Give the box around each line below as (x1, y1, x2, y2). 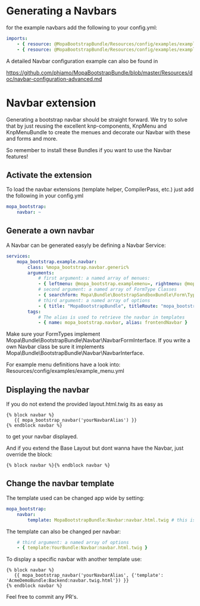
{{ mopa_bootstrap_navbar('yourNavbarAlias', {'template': (14, 573, 164, 579)
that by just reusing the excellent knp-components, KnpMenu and (6, 122, 167, 129)
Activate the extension (6, 170, 92, 180)
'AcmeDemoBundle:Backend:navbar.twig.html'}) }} (6, 577, 129, 584)
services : (6, 253, 31, 259)
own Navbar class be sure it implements (6, 343, 105, 350)
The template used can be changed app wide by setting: (6, 494, 145, 502)
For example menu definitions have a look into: (6, 361, 121, 368)
